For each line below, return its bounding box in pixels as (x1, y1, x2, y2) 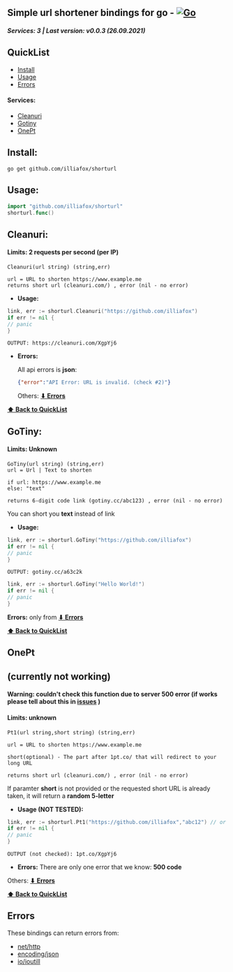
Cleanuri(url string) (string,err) (7, 263, 111, 270)
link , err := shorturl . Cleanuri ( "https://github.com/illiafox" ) (7, 307, 198, 314)
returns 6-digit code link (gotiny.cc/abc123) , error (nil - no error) (7, 497, 223, 504)
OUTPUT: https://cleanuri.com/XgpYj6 (7, 340, 117, 347)
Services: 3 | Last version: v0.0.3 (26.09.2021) (7, 26, 146, 35)
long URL (7, 760, 33, 767)
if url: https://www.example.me (7, 479, 101, 486)
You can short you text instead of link (7, 509, 115, 518)
